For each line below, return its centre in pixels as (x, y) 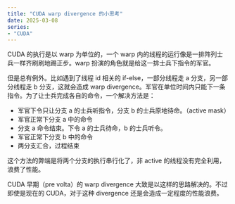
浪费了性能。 (26, 170)
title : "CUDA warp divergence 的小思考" (65, 14)
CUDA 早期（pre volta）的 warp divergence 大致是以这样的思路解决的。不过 (118, 184)
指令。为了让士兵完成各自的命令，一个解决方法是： (81, 96)
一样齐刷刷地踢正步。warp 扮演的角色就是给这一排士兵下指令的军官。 (114, 63)
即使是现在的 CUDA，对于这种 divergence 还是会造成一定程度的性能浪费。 (115, 193)
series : (19, 27)
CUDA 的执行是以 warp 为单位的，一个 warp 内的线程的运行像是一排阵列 (112, 54)
